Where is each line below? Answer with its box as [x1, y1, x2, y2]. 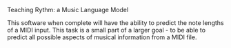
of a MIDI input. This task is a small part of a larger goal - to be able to [7, 26, 205, 34]
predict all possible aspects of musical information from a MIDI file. [7, 33, 197, 41]
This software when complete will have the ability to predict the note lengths [7, 19, 224, 26]
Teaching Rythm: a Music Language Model [7, 6, 129, 14]
